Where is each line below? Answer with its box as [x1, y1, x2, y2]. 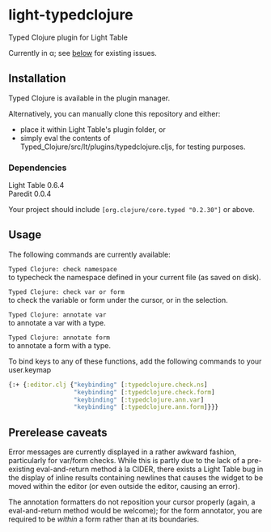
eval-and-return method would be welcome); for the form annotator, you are [8, 506, 263, 516]
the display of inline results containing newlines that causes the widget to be [8, 473, 264, 483]
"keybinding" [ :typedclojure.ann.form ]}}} [73, 403, 219, 411]
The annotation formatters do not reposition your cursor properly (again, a [8, 497, 256, 507]
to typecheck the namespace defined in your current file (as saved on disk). [8, 272, 261, 282]
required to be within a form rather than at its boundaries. [8, 514, 200, 524]
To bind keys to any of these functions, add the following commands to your [8, 356, 262, 366]
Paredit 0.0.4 [8, 189, 52, 199]
